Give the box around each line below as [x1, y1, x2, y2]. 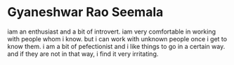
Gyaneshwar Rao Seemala [7, 4, 164, 20]
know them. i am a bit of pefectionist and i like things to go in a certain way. [7, 42, 226, 50]
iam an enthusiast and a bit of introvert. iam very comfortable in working [7, 27, 216, 36]
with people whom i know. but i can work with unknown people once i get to [7, 34, 227, 43]
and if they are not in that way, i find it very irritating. [7, 50, 159, 58]
